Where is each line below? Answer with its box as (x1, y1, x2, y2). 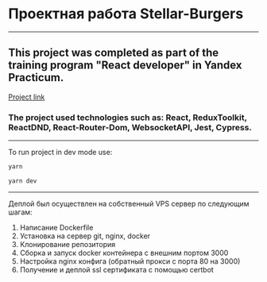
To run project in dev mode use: (8, 148, 113, 157)
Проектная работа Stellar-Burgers (8, 5, 244, 23)
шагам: (8, 207, 33, 217)
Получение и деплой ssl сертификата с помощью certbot (19, 265, 215, 274)
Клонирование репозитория (19, 239, 116, 249)
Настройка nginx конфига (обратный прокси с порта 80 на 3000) (19, 256, 241, 266)
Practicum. (8, 71, 64, 84)
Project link (8, 92, 45, 102)
